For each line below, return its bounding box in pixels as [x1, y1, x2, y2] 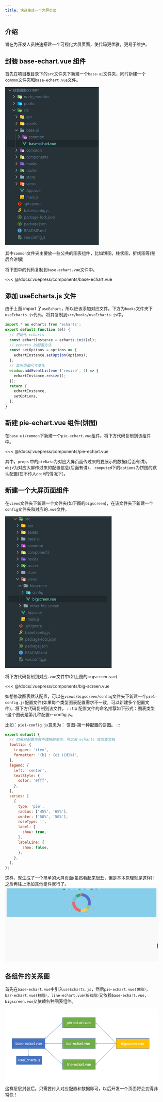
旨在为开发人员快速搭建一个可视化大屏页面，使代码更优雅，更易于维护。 [5, 41, 149, 47]
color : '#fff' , [17, 778, 49, 783]
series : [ [9, 794, 29, 799]
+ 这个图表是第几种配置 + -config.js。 [5, 711, 76, 717]
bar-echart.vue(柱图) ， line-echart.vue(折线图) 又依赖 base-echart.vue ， [5, 992, 149, 998]
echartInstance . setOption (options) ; [14, 353, 88, 358]
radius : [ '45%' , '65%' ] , [17, 809, 68, 814]
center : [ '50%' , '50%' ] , [17, 814, 68, 819]
